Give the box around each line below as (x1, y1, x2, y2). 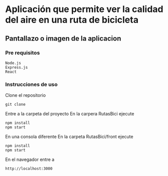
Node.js (5, 60, 22, 66)
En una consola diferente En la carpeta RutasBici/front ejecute (5, 134, 134, 140)
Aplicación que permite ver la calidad (5, 4, 163, 15)
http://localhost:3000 (5, 166, 53, 171)
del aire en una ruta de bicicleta (5, 14, 139, 26)
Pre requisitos (5, 49, 40, 56)
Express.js (5, 65, 28, 70)
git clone (5, 102, 26, 107)
